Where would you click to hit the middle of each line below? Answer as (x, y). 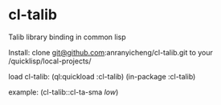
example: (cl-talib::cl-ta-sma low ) (63, 92)
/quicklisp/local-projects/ (50, 61)
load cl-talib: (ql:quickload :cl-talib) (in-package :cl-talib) (102, 76)
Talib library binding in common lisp (67, 37)
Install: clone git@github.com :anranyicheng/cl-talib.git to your (110, 52)
